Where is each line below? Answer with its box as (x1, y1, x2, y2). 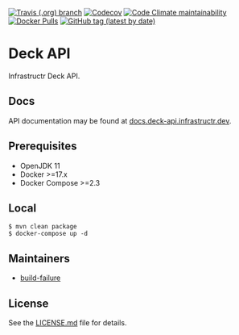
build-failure (19, 273, 61, 283)
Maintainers (8, 251, 71, 266)
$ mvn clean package (8, 223, 78, 231)
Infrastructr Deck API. (8, 71, 80, 81)
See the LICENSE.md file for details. (8, 318, 127, 327)
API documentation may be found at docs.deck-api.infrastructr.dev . (8, 115, 232, 125)
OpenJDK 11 (19, 161, 60, 170)
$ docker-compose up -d (8, 230, 89, 238)
